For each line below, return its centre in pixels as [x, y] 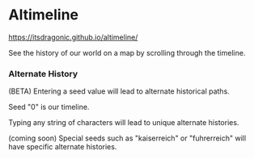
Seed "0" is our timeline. [49, 107]
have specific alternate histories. [63, 147]
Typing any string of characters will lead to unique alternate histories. [124, 123]
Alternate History [43, 73]
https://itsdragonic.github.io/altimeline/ [73, 37]
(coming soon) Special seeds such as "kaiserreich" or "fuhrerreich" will [127, 138]
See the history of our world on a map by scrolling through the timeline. [127, 52]
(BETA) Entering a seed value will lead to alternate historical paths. [119, 91]
